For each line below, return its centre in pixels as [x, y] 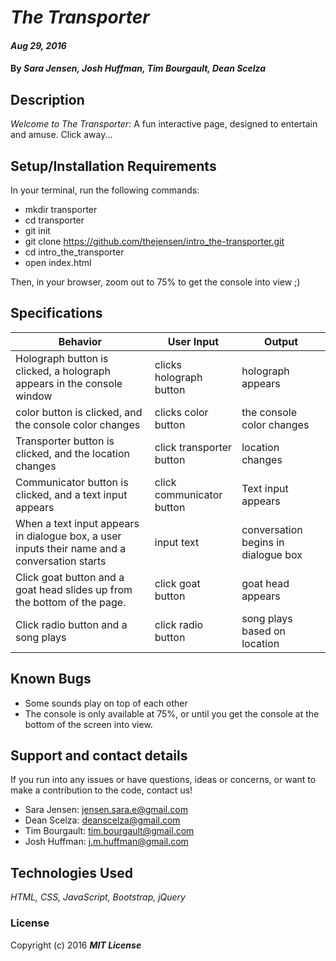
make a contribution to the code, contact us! [101, 790]
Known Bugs [51, 679]
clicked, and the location [72, 453]
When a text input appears [77, 523]
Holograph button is [62, 358]
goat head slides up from [74, 589]
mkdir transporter [61, 209]
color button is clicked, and [79, 412]
